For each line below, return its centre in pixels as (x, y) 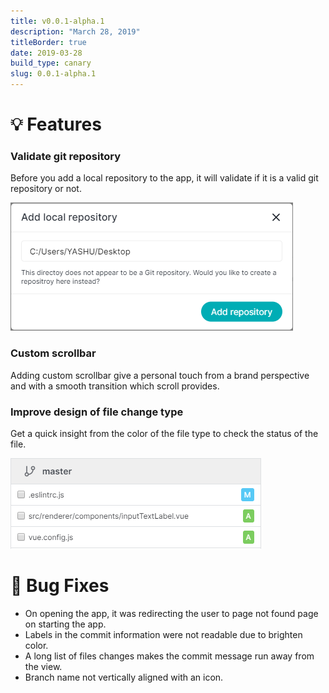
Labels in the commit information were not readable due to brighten (163, 635)
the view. (43, 667)
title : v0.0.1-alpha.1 (57, 21)
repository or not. (46, 189)
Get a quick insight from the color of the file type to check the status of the (164, 434)
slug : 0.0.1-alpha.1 (53, 74)
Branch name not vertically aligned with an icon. (124, 677)
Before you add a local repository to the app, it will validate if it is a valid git (164, 178)
